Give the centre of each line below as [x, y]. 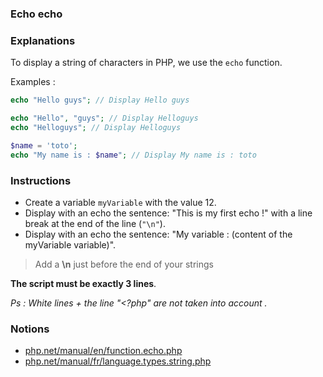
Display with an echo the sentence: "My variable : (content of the [158, 234]
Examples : [33, 82]
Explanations [43, 40]
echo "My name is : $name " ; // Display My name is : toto [133, 155]
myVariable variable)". [70, 244]
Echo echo [36, 14]
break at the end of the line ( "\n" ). [95, 223]
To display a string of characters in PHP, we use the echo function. [146, 63]
